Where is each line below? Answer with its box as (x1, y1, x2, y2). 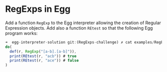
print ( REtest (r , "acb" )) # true (9, 53, 77, 59)
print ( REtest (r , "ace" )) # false (9, 58, 79, 63)
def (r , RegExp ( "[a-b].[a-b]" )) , (9, 49, 77, 54)
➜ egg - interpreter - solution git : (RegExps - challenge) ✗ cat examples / (5, 39, 155, 45)
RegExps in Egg (5, 3, 71, 15)
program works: (5, 30, 38, 36)
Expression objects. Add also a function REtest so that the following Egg (5, 25, 153, 31)
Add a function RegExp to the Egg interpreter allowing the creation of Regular (5, 20, 162, 26)
